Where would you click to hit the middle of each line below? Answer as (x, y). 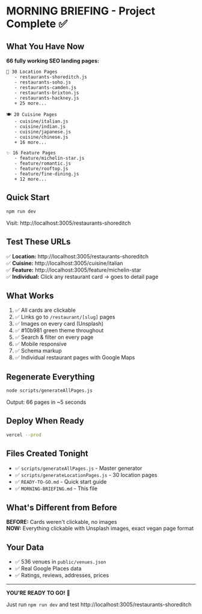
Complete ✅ (37, 24)
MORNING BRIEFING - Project (81, 11)
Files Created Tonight (47, 454)
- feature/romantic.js (42, 163)
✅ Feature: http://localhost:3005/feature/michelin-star (74, 270)
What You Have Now (45, 46)
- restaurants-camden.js (45, 88)
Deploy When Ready (45, 421)
